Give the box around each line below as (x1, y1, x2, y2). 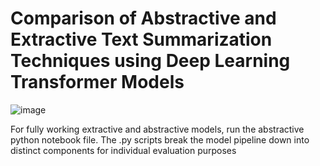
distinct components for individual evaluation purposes (10, 144, 237, 156)
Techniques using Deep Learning (10, 50, 291, 72)
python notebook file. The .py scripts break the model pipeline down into (10, 133, 310, 146)
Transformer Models (10, 71, 185, 94)
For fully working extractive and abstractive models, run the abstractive (10, 123, 305, 135)
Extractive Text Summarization (10, 28, 273, 51)
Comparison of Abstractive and (10, 7, 277, 30)
